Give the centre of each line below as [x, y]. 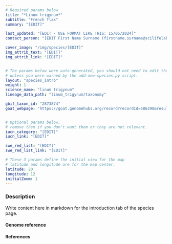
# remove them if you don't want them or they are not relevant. [76, 127]
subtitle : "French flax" [32, 19]
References [18, 236]
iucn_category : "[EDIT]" [32, 132]
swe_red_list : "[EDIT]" [31, 146]
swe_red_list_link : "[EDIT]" [36, 151]
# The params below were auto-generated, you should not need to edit [82, 71]
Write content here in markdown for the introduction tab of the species [80, 208]
